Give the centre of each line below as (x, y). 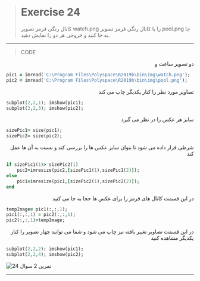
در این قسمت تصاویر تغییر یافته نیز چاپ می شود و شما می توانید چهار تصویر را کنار (102, 231)
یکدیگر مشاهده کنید (172, 238)
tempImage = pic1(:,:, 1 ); (37, 209)
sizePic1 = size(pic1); (34, 131)
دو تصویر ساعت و (174, 64)
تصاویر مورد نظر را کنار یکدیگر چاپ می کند (146, 91)
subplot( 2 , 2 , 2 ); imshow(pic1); (45, 249)
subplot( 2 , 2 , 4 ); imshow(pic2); (45, 255)
